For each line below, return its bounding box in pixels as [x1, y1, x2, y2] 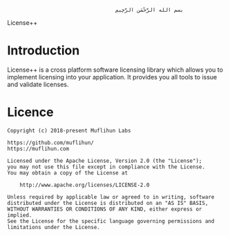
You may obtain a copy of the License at [7, 169, 128, 176]
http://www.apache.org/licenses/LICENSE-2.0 [19, 181, 150, 188]
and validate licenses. [7, 80, 69, 88]
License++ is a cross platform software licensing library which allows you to [7, 66, 223, 74]
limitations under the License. [7, 224, 100, 230]
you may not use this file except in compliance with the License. [7, 163, 206, 170]
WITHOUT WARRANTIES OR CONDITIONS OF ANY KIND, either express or [7, 206, 202, 213]
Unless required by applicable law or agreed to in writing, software [7, 193, 215, 200]
